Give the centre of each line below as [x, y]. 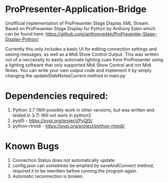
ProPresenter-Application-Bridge [76, 9]
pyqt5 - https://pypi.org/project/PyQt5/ [52, 120]
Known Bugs [32, 146]
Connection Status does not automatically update [63, 160]
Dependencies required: [57, 96]
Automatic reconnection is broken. [48, 176]
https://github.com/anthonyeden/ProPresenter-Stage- [101, 34]
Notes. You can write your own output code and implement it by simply [78, 70]
